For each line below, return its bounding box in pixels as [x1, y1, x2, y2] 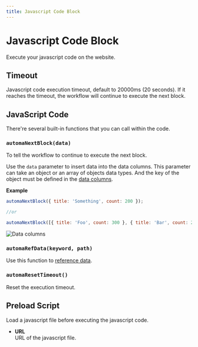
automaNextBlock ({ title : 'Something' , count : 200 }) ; [6, 199, 144, 204]
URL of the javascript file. [14, 334, 77, 341]
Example [6, 187, 28, 194]
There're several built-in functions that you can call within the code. [6, 125, 170, 133]
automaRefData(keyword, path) [6, 245, 93, 252]
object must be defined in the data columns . [6, 176, 113, 183]
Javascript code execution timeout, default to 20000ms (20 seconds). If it [6, 86, 186, 93]
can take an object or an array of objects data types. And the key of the [6, 169, 180, 177]
